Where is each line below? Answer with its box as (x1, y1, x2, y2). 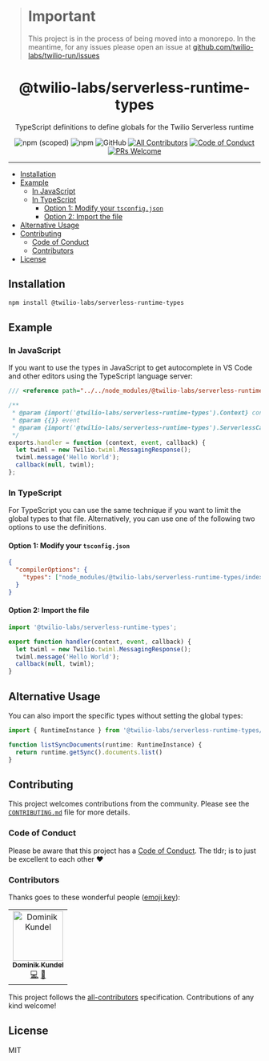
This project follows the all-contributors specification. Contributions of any (8, 992, 255, 1002)
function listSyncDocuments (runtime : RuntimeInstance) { (8, 740, 203, 749)
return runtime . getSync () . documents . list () (15, 748, 163, 756)
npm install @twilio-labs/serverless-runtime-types (8, 298, 184, 306)
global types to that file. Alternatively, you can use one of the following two (8, 514, 255, 523)
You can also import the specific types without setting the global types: (8, 711, 243, 721)
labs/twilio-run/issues (27, 50, 100, 60)
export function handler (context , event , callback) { (8, 638, 192, 646)
